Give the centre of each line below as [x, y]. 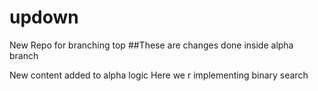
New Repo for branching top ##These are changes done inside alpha [151, 45]
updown [44, 17]
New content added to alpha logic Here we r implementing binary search [159, 75]
